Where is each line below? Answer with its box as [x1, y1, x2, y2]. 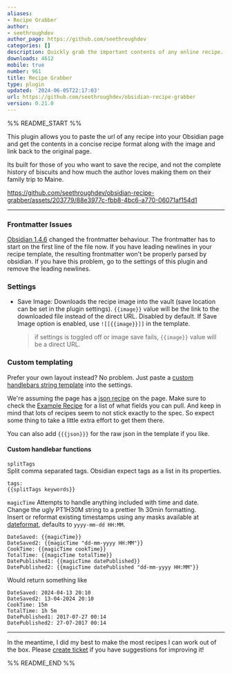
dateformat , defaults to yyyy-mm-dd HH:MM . [7, 520, 126, 529]
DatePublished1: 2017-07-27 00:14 [7, 613, 107, 620]
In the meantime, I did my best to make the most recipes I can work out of [7, 638, 217, 646]
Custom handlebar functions [7, 445, 92, 453]
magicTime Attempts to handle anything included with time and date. [7, 498, 200, 506]
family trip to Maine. [7, 175, 64, 183]
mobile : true [7, 61, 45, 68]
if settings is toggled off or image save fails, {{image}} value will [34, 333, 217, 341]
